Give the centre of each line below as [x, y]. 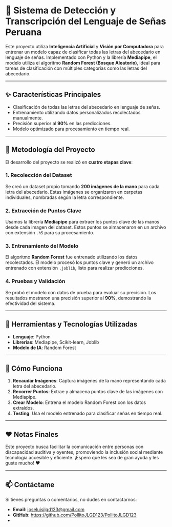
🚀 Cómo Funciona [34, 368]
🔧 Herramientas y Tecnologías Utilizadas [71, 324]
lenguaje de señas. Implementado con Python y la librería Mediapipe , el [81, 57]
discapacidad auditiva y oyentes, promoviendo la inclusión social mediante [84, 452]
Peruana [24, 32]
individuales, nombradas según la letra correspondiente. [65, 197]
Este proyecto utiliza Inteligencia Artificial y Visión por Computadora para [84, 46]
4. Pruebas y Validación [35, 281]
